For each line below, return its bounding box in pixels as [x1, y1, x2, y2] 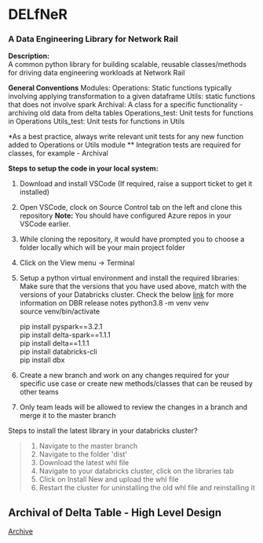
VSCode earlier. [19, 219, 71, 229]
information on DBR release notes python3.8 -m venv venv [19, 299, 210, 308]
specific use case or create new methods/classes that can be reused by [19, 379, 254, 388]
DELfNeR [8, 6, 68, 24]
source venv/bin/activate [19, 306, 100, 316]
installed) [19, 187, 49, 197]
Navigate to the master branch [38, 442, 138, 451]
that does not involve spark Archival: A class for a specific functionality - [8, 100, 243, 109]
